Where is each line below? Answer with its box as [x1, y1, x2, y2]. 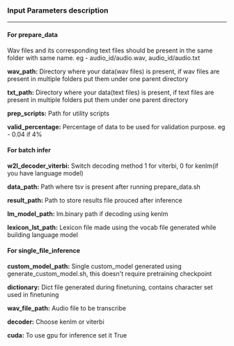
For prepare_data [7, 30, 58, 38]
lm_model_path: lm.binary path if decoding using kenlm [7, 209, 169, 218]
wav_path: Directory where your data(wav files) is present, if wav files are [7, 67, 220, 75]
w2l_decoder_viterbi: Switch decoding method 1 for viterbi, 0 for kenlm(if [7, 161, 219, 170]
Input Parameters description [7, 6, 109, 15]
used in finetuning [7, 290, 59, 298]
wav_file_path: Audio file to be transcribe [7, 303, 127, 312]
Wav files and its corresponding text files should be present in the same [7, 46, 213, 55]
